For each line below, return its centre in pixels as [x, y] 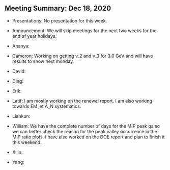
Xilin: [17, 152]
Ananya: [21, 46]
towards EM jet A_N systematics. [47, 106]
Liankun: [21, 116]
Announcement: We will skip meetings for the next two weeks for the [84, 31]
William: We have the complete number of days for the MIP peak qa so [86, 126]
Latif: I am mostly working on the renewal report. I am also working [82, 101]
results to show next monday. [43, 61]
